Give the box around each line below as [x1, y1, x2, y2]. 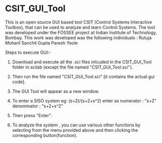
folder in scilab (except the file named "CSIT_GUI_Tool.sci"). [12, 64, 134, 70]
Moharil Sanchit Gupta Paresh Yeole [5, 40, 78, 46]
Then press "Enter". [12, 112, 53, 118]
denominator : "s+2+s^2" [12, 103, 63, 109]
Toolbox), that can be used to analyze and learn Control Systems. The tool [5, 24, 156, 30]
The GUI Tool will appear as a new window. [12, 88, 100, 94]
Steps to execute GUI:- [5, 49, 52, 55]
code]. [12, 79, 26, 85]
